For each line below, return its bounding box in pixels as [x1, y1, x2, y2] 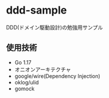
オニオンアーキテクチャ [14, 66, 71, 73]
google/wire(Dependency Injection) [14, 72, 101, 80]
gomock [14, 85, 35, 92]
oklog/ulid [14, 79, 39, 86]
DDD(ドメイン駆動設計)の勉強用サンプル [6, 24, 104, 31]
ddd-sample [6, 4, 67, 17]
